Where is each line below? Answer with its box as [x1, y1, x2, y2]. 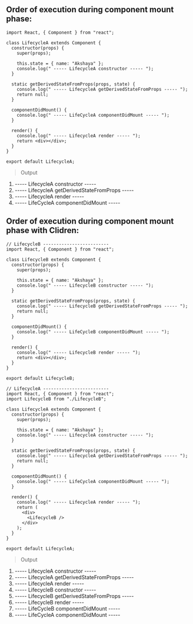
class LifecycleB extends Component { [6, 257, 101, 262]
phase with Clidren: [6, 225, 79, 235]
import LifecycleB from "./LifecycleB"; [6, 396, 107, 402]
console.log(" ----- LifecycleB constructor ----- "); [16, 283, 154, 288]
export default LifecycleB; [6, 375, 75, 381]
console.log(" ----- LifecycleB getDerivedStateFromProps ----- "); [16, 303, 188, 309]
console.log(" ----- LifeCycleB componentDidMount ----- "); [16, 329, 169, 335]
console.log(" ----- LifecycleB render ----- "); [16, 349, 141, 356]
